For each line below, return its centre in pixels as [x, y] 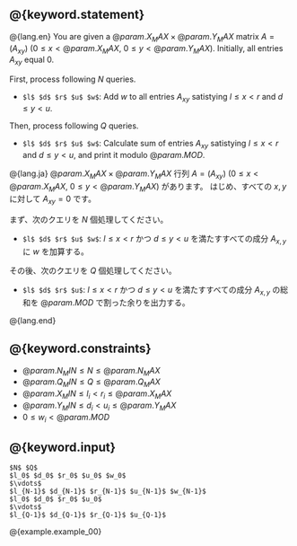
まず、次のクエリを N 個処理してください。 [89, 220]
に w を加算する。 [56, 251]
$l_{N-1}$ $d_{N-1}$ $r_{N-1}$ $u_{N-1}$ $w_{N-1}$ [108, 492]
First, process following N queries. [73, 79]
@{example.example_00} [56, 532]
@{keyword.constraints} [80, 349]
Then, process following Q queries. [74, 126]
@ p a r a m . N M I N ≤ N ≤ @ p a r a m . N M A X [91, 371]
